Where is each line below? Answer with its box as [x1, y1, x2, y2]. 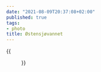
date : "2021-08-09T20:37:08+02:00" [6, 8, 96, 15]
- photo [6, 25, 26, 32]
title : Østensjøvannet [6, 31, 63, 37]
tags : [6, 20, 20, 26]
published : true [6, 14, 47, 20]
